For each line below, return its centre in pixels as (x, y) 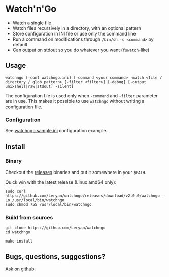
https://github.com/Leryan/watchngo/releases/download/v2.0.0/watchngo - (85, 196)
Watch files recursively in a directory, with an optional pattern (77, 28)
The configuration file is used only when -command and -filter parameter (82, 96)
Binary (13, 161)
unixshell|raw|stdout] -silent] (39, 86)
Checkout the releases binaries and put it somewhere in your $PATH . (76, 172)
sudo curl (16, 191)
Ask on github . (21, 269)
